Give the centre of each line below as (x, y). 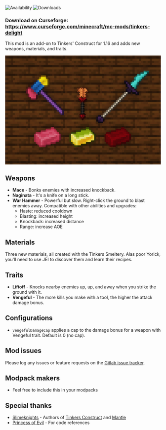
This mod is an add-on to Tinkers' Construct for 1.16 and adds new (73, 43)
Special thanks (28, 406)
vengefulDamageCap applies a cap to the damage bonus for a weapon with (86, 330)
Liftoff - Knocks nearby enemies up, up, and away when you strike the (84, 287)
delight (14, 33)
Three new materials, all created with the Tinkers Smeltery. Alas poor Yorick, (83, 254)
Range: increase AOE (41, 227)
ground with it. (27, 292)
